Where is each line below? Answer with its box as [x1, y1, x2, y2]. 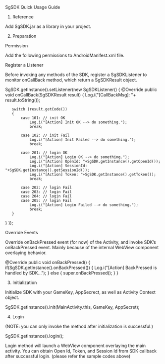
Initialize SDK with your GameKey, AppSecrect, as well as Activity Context [5, 289, 156, 295]
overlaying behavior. [5, 250, 47, 256]
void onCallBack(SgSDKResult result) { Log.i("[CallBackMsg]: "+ [5, 92, 136, 97]
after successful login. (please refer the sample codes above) [5, 353, 131, 359]
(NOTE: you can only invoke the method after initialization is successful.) [5, 323, 154, 329]
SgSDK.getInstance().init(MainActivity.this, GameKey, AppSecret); [5, 304, 140, 310]
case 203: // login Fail [20, 189, 72, 194]
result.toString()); [5, 97, 41, 103]
